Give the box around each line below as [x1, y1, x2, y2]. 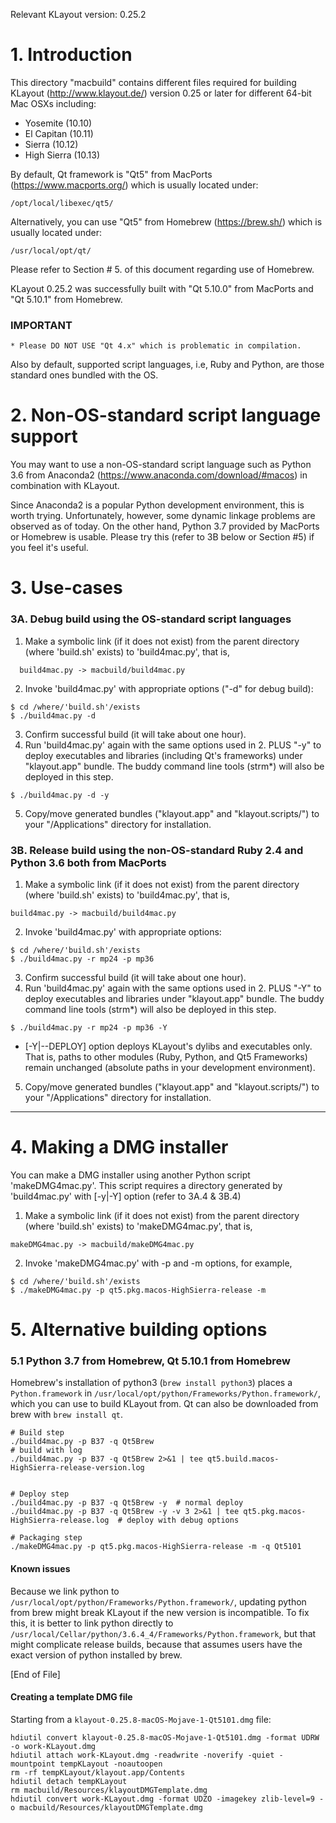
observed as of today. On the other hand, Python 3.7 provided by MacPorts [10, 520, 320, 533]
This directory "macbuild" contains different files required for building [10, 76, 297, 88]
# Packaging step [10, 1533, 83, 1543]
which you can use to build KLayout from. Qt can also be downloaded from [10, 1398, 319, 1410]
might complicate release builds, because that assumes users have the [10, 1638, 303, 1650]
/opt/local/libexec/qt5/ [10, 198, 114, 208]
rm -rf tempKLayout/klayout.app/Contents [10, 1767, 186, 1778]
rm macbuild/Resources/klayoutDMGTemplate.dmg [10, 1785, 208, 1795]
